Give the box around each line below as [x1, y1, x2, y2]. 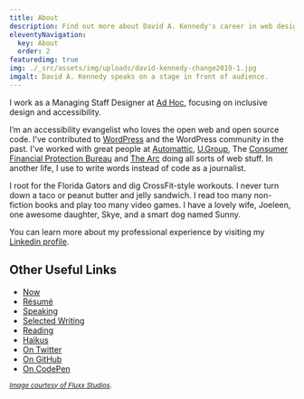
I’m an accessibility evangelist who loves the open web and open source [9, 124, 280, 135]
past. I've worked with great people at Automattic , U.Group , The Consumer [9, 143, 288, 154]
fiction [9, 199, 33, 210]
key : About [17, 38, 59, 48]
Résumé [22, 296, 53, 307]
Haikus [22, 334, 49, 345]
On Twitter [22, 344, 62, 355]
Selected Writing [22, 315, 85, 326]
